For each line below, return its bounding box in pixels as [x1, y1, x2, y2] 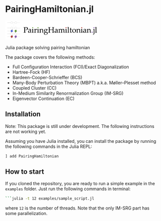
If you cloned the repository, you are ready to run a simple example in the [5, 181, 155, 187]
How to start [5, 168, 44, 176]
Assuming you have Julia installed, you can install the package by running [5, 138, 157, 144]
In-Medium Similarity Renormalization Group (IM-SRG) [12, 90, 124, 96]
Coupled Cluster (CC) [12, 85, 57, 91]
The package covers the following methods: [5, 54, 95, 60]
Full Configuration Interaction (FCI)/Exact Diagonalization [12, 64, 129, 70]
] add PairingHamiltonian [5, 153, 59, 159]
